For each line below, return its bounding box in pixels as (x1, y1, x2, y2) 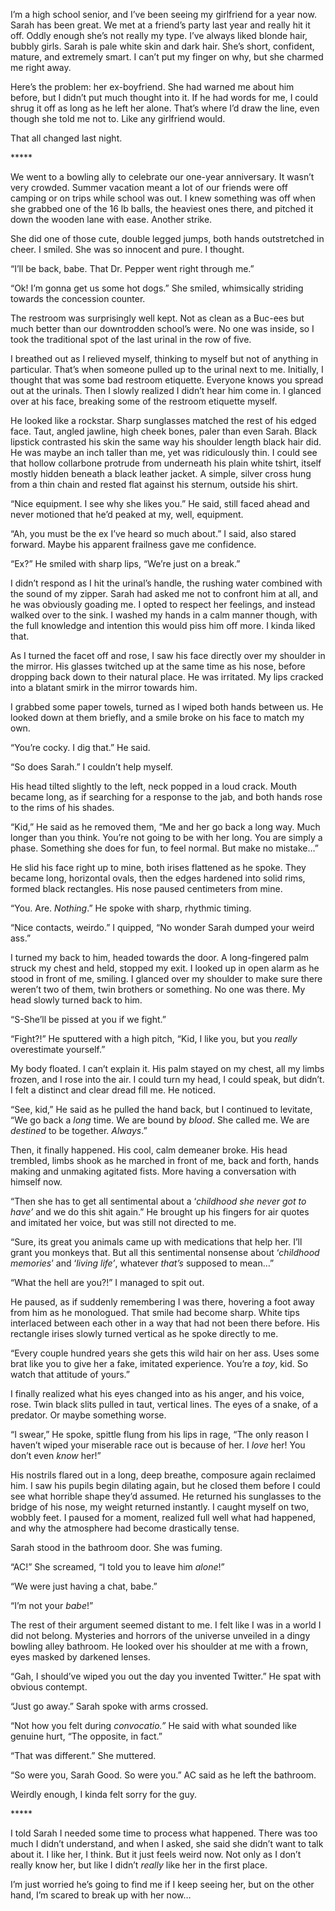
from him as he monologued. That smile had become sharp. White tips (10, 1307, 300, 1318)
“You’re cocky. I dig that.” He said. (10, 742, 151, 753)
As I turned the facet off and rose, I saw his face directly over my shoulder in (10, 650, 326, 661)
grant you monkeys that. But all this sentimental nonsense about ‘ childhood (10, 1247, 320, 1258)
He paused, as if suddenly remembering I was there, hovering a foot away (10, 1296, 315, 1308)
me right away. (10, 62, 72, 73)
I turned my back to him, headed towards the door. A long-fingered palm (10, 952, 310, 963)
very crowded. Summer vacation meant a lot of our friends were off (10, 182, 288, 193)
